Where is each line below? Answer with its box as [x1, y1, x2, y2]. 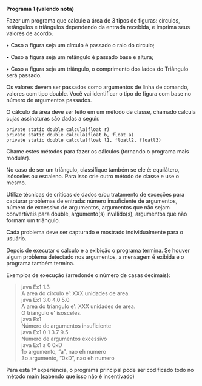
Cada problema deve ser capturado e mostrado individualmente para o [6, 228, 184, 236]
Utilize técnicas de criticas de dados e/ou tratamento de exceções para [6, 191, 185, 198]
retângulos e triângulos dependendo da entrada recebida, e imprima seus [6, 24, 190, 30]
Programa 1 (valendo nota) [6, 5, 75, 12]
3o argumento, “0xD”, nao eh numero [21, 354, 115, 362]
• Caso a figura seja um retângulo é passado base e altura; [6, 54, 153, 60]
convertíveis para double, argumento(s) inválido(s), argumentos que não [6, 210, 187, 217]
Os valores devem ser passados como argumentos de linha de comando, [6, 83, 189, 91]
